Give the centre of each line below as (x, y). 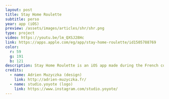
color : (12, 47)
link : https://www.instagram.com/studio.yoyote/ (66, 89)
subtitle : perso (22, 19)
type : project (20, 33)
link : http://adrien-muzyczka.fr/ (50, 79)
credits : (14, 70)
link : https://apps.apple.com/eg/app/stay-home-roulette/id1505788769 (81, 42)
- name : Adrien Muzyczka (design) (46, 75)
